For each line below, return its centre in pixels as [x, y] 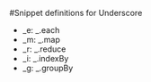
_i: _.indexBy [45, 58]
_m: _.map [41, 40]
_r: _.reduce [44, 49]
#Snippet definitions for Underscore [76, 13]
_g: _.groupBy [48, 68]
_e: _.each [41, 30]
